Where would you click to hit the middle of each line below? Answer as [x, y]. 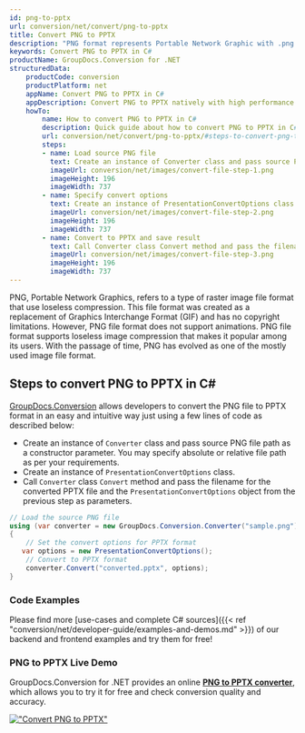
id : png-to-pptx [40, 18]
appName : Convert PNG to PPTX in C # [95, 94]
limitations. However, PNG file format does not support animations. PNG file [151, 326]
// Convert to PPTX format [77, 560]
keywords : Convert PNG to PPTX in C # [81, 52]
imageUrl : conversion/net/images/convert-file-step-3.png [162, 255]
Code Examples [44, 599]
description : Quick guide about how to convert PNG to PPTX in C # [170, 128]
